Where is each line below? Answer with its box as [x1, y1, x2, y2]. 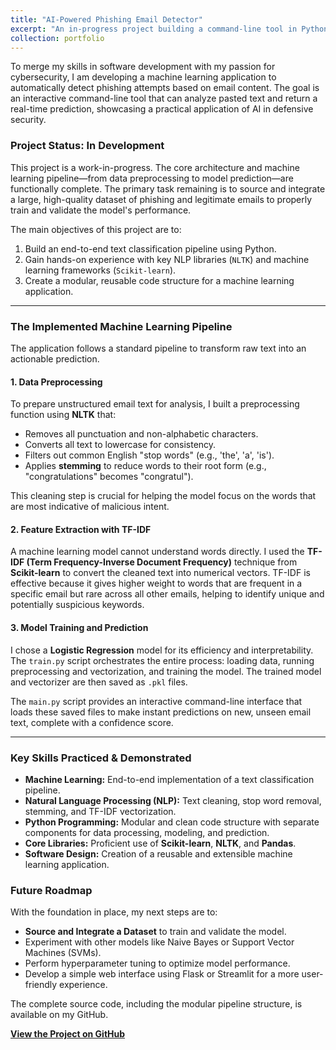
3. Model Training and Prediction [10, 621, 149, 633]
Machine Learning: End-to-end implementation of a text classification [24, 773, 315, 785]
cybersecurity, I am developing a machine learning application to [10, 71, 277, 83]
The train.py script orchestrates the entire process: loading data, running [10, 654, 315, 666]
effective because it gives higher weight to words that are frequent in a [10, 577, 303, 590]
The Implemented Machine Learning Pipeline [10, 319, 233, 333]
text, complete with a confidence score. [10, 716, 174, 728]
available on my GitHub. [10, 1009, 109, 1021]
